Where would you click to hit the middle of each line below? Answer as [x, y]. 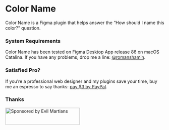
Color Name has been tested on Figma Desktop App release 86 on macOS [82, 52]
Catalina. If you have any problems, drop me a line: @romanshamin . [75, 57]
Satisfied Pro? [23, 70]
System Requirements [33, 41]
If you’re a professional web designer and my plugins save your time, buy [81, 81]
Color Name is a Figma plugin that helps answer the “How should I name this [85, 23]
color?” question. [23, 28]
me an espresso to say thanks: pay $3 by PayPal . [56, 86]
